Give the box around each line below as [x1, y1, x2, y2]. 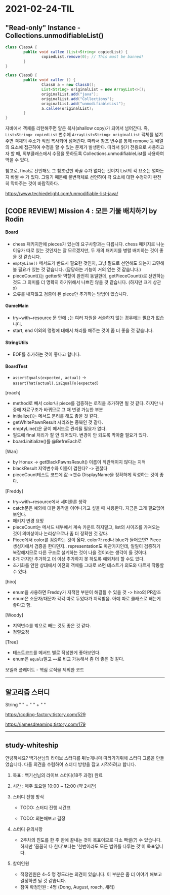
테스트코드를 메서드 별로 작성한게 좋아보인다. [12, 650, 101, 656]
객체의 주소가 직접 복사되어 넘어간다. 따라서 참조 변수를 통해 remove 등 [14, 138, 154, 144]
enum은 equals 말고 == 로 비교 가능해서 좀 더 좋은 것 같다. [12, 656, 125, 662]
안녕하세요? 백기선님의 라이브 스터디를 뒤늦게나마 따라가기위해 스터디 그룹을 [5, 755, 155, 761]
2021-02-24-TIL [5, 3, 74, 15]
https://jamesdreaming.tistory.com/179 [5, 721, 86, 727]
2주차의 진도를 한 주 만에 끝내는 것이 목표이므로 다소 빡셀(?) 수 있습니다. [20, 837, 162, 843]
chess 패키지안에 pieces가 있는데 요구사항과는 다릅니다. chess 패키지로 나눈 [12, 241, 165, 247]
